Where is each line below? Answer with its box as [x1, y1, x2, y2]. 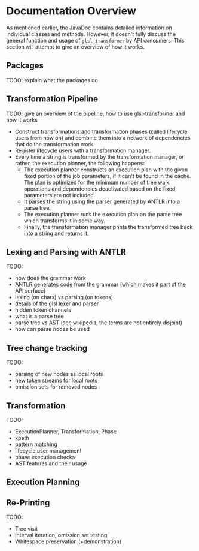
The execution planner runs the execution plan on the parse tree [23, 210, 182, 218]
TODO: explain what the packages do [6, 76, 99, 83]
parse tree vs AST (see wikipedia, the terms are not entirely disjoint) [14, 319, 183, 326]
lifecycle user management [14, 447, 82, 454]
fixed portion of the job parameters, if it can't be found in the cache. [23, 172, 191, 179]
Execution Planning [6, 477, 80, 487]
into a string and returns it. [23, 230, 90, 237]
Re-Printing [6, 498, 50, 508]
